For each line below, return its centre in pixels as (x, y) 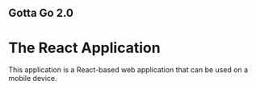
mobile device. (33, 79)
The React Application (84, 48)
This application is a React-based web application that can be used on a (128, 70)
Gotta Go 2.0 (41, 13)
